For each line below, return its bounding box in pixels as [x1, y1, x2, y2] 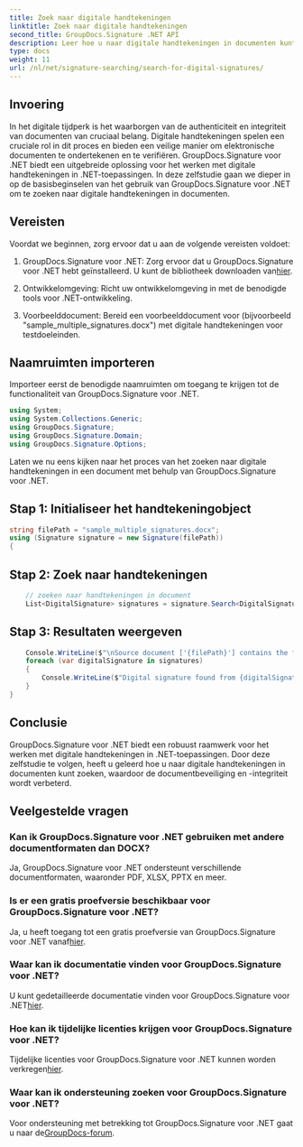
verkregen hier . [9, 1064, 64, 1075]
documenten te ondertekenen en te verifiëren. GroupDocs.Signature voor [9, 150, 282, 161]
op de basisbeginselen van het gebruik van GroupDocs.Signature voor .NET [9, 178, 291, 190]
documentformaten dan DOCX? [9, 841, 151, 854]
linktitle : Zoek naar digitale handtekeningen [9, 22, 188, 31]
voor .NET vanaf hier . [9, 936, 86, 947]
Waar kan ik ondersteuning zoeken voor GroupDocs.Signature [9, 1087, 287, 1099]
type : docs [9, 47, 50, 56]
